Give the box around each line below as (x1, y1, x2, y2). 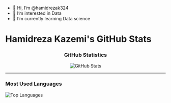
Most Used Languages (5, 80, 62, 87)
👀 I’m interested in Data (12, 10, 62, 16)
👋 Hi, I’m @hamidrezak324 (12, 5, 69, 11)
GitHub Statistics (64, 51, 107, 58)
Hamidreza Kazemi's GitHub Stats (5, 33, 152, 45)
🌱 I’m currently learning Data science (12, 16, 91, 21)
